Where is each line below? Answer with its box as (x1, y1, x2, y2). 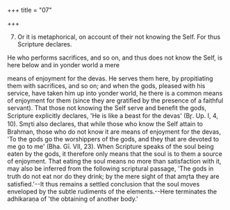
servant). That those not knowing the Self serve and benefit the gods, (7, 104, 207, 112)
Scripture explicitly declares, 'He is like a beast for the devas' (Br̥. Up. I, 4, (7, 112, 219, 120)
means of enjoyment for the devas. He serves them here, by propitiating (7, 74, 213, 82)
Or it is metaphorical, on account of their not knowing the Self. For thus (17, 33, 221, 41)
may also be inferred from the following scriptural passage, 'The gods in (7, 164, 214, 173)
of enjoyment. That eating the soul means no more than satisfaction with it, (7, 157, 222, 165)
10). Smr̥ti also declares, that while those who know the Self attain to (7, 120, 204, 128)
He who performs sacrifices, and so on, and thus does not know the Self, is (7, 53, 223, 62)
